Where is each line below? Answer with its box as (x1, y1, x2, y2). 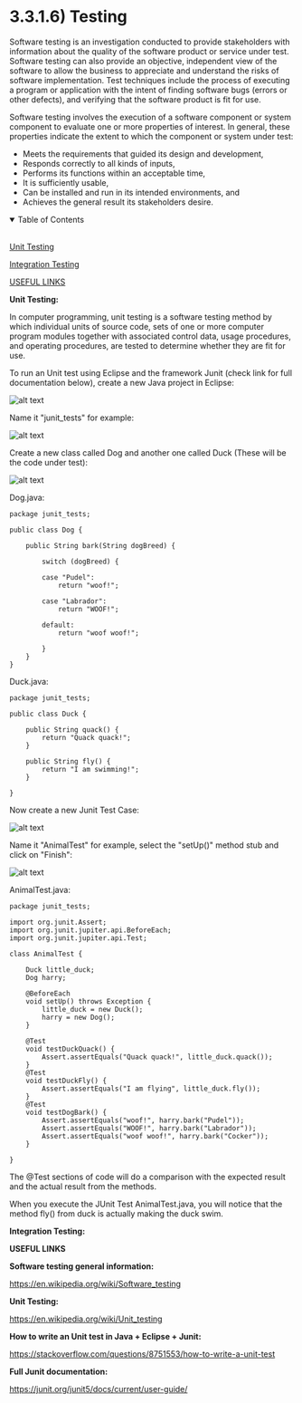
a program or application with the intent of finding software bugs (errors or (9, 84, 288, 95)
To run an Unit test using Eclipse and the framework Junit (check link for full (9, 367, 292, 378)
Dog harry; (25, 973, 67, 982)
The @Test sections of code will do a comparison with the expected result (9, 1171, 287, 1182)
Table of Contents (17, 214, 84, 225)
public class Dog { (9, 525, 83, 534)
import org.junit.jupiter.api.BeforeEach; (9, 926, 172, 935)
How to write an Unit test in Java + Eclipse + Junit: (9, 1331, 202, 1341)
